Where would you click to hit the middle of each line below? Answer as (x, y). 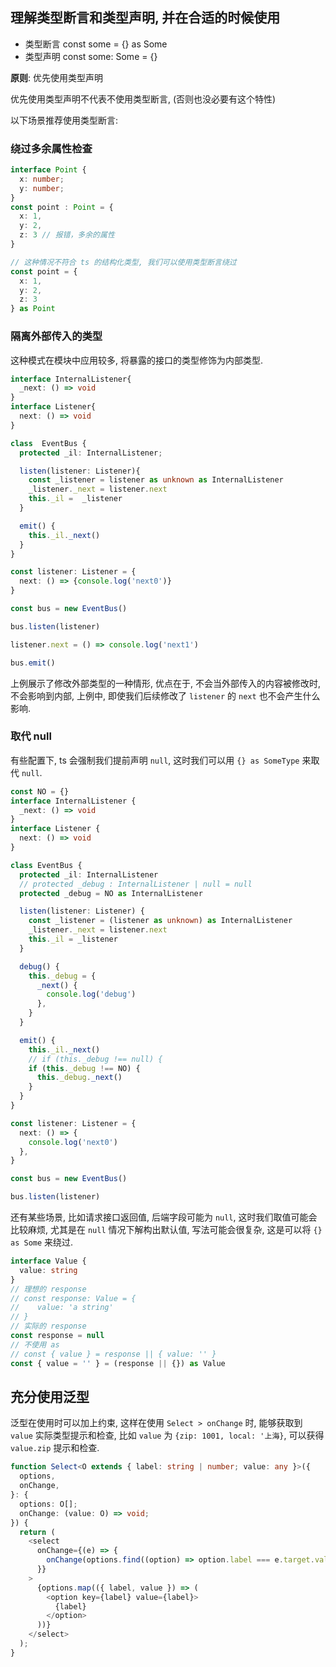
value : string (48, 1270)
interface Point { (48, 170)
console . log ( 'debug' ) (91, 994)
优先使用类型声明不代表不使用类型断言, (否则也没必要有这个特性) (143, 99)
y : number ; (42, 188)
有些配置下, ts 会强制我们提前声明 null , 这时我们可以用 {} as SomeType (155, 760)
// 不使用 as (35, 1344)
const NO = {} (40, 791)
